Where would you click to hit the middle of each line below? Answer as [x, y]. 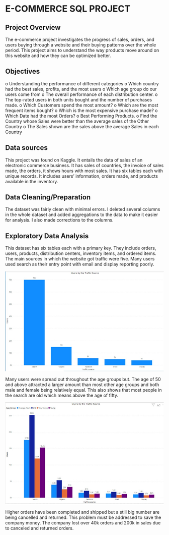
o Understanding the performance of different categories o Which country [82, 83]
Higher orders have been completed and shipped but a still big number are [82, 512]
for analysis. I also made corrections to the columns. [60, 220]
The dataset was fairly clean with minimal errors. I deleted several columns [83, 209]
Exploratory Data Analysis [47, 236]
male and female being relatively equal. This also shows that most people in [83, 390]
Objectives [23, 71]
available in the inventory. [32, 181]
